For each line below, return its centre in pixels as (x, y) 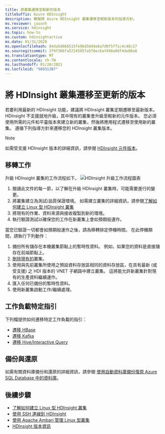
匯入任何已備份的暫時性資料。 (42, 283)
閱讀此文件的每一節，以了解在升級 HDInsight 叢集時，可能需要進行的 (82, 188)
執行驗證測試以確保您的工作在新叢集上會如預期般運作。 (68, 219)
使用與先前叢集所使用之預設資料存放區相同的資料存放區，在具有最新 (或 (84, 265)
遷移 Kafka (23, 336)
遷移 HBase (24, 330)
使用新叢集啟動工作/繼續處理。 (43, 289)
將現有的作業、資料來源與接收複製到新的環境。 (59, 213)
